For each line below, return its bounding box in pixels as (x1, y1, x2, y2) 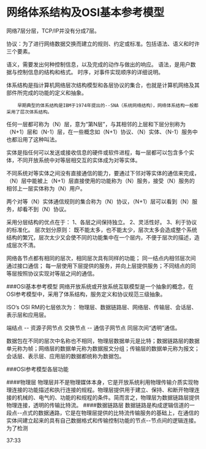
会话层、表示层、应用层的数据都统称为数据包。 (6, 352, 124, 360)
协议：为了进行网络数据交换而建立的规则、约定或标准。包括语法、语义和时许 (6, 40, 200, 47)
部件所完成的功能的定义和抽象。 (6, 89, 87, 96)
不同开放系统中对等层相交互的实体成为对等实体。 (17, 156, 141, 164)
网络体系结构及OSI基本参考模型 (6, 6, 164, 20)
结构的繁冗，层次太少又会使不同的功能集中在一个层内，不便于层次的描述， (6, 233, 194, 241)
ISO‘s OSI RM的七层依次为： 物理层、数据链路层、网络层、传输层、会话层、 (6, 303, 197, 311)
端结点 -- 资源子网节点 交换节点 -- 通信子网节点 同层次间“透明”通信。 (6, 324, 181, 331)
